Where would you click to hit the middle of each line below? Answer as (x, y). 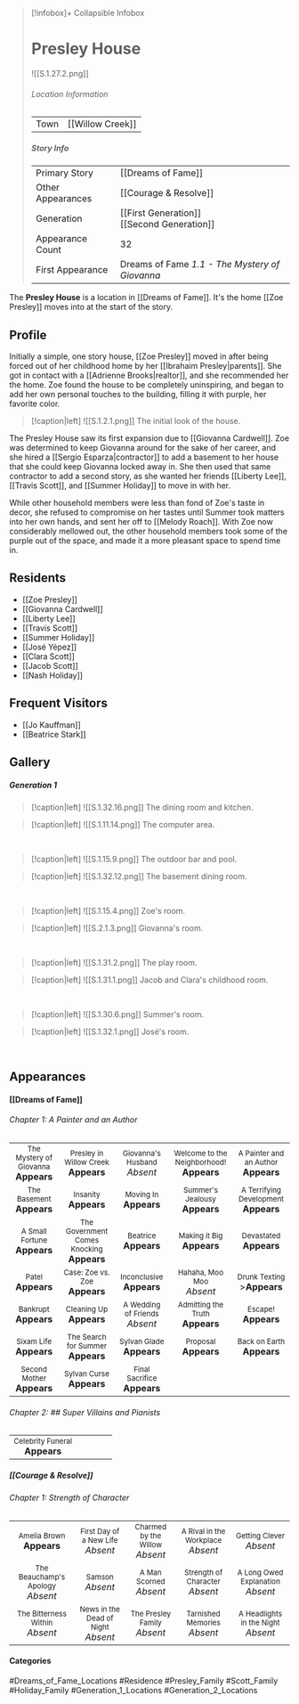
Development (262, 1199)
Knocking (87, 1249)
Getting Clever (260, 1535)
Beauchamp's (42, 1577)
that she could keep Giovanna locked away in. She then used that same (140, 466)
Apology (41, 1586)
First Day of (100, 1531)
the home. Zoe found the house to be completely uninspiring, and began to (147, 384)
